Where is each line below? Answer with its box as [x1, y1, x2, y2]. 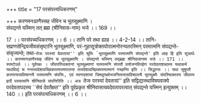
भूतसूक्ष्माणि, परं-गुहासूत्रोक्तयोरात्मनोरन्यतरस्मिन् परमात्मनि [53, 43, 160, 50]
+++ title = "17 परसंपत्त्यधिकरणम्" [6, 6, 78, 13]
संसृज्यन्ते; [6, 49, 25, 57]
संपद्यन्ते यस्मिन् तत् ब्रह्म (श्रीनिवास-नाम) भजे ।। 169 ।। [6, 24, 116, 31]
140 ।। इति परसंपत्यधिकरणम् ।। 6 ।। [6, 90, 87, 98]
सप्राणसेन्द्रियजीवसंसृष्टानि [6, 43, 53, 50]
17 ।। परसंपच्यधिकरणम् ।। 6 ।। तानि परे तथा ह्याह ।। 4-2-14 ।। [6, 36, 145, 43]
